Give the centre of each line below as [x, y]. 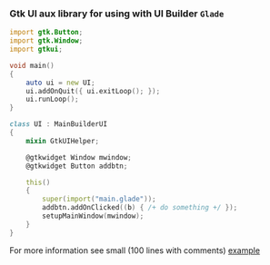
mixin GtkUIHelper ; [63, 141]
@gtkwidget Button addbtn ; [77, 166]
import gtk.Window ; [46, 41]
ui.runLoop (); [52, 99]
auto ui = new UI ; [60, 83]
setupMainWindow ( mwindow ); [93, 216]
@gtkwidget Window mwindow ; [79, 157]
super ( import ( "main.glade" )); [99, 199]
